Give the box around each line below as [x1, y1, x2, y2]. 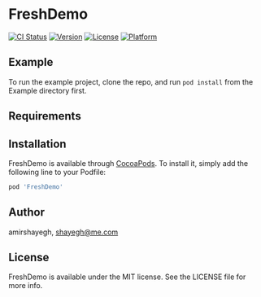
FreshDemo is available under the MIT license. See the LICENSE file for [8, 272, 246, 282]
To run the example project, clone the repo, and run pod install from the [8, 76, 254, 86]
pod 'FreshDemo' [8, 182, 63, 191]
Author [8, 205, 45, 220]
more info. [8, 281, 43, 290]
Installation [8, 137, 67, 151]
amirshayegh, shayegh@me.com [8, 227, 119, 237]
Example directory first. [8, 85, 87, 95]
